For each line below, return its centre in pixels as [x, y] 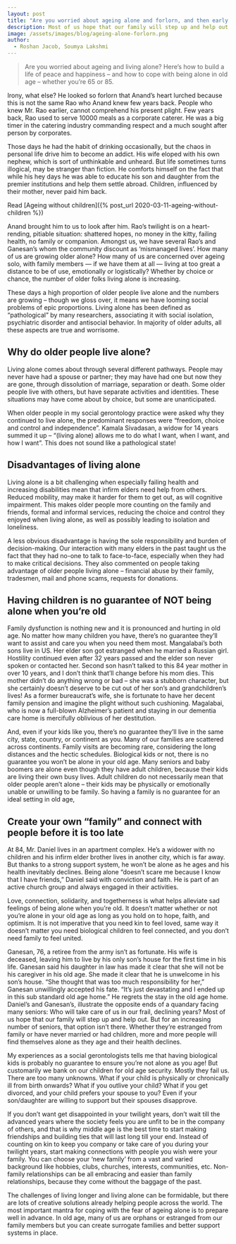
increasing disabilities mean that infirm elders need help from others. [107, 489]
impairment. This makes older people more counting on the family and [109, 505]
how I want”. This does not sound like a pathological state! [92, 442]
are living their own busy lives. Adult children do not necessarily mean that [116, 777]
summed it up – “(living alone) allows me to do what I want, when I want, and [118, 435]
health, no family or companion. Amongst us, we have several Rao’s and [112, 241]
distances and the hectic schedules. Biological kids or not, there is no [108, 754]
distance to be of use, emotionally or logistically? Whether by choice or [110, 271]
